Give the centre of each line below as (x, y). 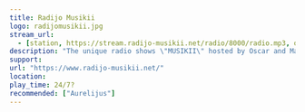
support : (26, 60)
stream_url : (32, 34)
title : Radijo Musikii (52, 18)
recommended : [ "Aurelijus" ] (63, 93)
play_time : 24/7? (42, 85)
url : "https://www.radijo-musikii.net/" (87, 69)
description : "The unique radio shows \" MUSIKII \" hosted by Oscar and (148, 51)
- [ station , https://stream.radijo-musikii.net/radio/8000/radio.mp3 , (154, 43)
